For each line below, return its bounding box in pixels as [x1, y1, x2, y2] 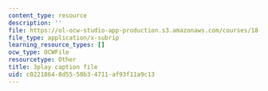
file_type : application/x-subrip [8, 33, 120, 42]
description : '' [8, 19, 62, 27]
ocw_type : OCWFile [8, 48, 69, 56]
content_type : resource [8, 11, 88, 20]
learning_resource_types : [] [8, 41, 105, 49]
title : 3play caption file [8, 63, 98, 71]
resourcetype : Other [8, 56, 77, 64]
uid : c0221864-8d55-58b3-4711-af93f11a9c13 [8, 70, 156, 78]
